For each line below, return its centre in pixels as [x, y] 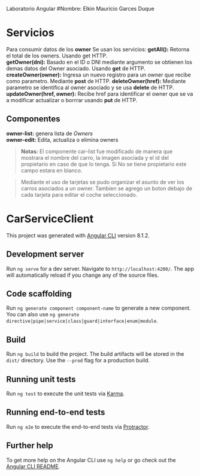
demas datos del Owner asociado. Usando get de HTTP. [76, 68]
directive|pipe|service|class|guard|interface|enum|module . [82, 321]
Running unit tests [41, 379]
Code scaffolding [39, 293]
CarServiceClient [50, 219]
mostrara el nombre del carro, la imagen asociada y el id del [95, 157]
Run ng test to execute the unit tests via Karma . [65, 393]
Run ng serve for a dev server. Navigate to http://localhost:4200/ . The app [100, 268]
